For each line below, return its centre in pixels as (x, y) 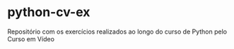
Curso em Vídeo (31, 38)
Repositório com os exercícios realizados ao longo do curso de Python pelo (117, 31)
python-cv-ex (49, 12)
